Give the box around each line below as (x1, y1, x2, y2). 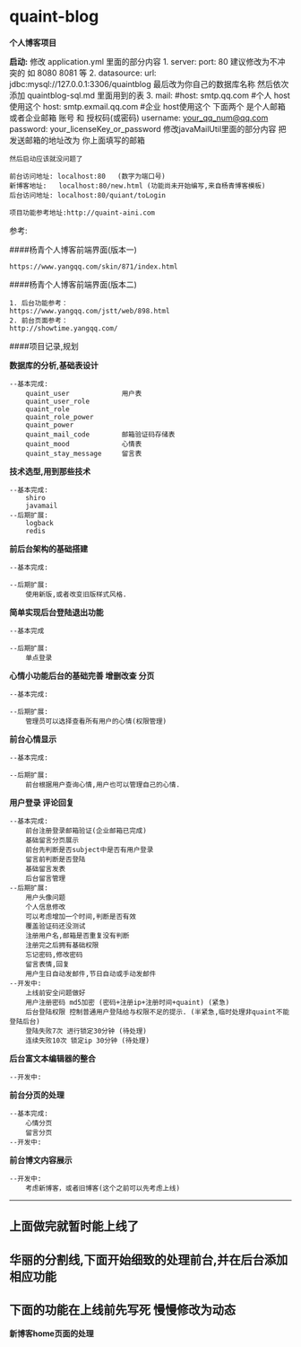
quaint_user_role (25, 397, 90, 406)
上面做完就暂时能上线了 (9, 1219, 139, 1234)
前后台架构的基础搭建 (9, 543, 88, 554)
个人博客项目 (9, 37, 56, 48)
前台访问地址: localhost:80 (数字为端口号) (9, 172, 166, 180)
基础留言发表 (25, 864, 65, 873)
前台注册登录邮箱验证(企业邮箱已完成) (25, 826, 148, 835)
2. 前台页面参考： (9, 316, 69, 325)
